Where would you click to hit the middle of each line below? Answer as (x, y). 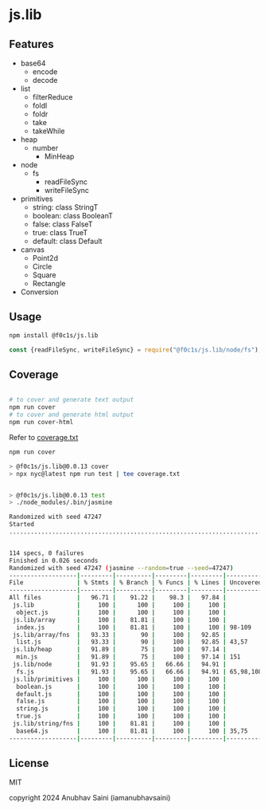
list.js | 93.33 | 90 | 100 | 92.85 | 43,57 (132, 642)
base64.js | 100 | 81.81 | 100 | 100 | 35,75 (132, 731)
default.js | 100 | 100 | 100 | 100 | (121, 694)
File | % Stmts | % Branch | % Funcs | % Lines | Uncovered (136, 583)
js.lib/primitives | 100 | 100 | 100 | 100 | (119, 679)
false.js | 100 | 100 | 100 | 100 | (121, 702)
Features (31, 44)
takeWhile (49, 131)
